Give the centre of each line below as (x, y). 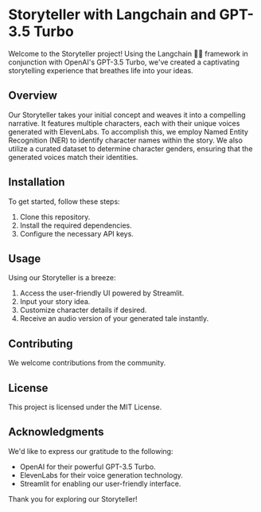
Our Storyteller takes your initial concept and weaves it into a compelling (127, 115)
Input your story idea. (55, 302)
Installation (37, 182)
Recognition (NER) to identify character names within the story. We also (125, 140)
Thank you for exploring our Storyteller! (73, 498)
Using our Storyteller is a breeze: (62, 278)
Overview (33, 96)
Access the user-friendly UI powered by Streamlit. (102, 293)
